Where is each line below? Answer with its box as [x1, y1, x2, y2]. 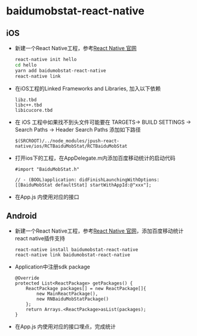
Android [6, 210, 37, 221]
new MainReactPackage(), [36, 291, 98, 297]
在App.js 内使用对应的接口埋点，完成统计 [14, 323, 116, 330]
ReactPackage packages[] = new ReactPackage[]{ [26, 286, 146, 292]
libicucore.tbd [14, 107, 53, 113]
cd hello [14, 62, 37, 68]
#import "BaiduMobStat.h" [14, 166, 79, 172]
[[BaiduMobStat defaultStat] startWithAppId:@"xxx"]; [14, 182, 152, 188]
